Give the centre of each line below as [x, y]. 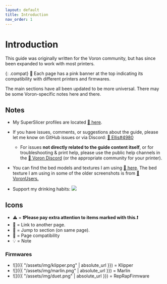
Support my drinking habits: [41, 189]
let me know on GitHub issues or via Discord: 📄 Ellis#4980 [73, 138]
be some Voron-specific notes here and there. [53, 94]
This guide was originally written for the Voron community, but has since [80, 58]
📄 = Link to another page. [39, 225]
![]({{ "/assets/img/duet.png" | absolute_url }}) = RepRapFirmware [81, 276]
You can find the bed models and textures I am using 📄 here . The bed [85, 168]
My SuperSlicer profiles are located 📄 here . [57, 123]
